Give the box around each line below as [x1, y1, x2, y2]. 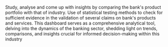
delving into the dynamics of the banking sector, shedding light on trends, [5, 25, 158, 31]
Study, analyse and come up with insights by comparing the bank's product [5, 4, 161, 10]
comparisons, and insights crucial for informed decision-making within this [5, 31, 159, 36]
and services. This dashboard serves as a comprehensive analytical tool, [5, 20, 156, 26]
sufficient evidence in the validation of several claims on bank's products [5, 15, 156, 20]
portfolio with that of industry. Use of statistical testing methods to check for [5, 9, 163, 15]
